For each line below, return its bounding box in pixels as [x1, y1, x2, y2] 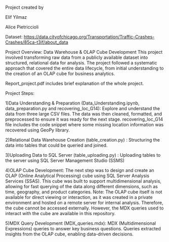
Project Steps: [5, 90, 35, 96]
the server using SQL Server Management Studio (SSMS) [5, 157, 125, 163]
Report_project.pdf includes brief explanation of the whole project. [5, 81, 144, 86]
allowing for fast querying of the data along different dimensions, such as [5, 184, 158, 189]
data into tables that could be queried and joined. [5, 142, 108, 148]
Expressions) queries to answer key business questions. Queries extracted [5, 226, 161, 231]
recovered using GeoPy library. [5, 127, 70, 133]
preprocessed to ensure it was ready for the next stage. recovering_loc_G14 [5, 116, 163, 122]
